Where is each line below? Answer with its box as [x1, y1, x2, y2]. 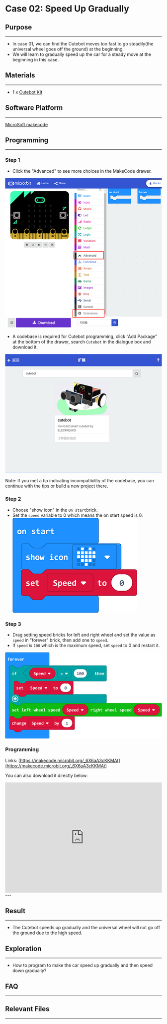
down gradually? [12, 968, 47, 974]
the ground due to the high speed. [12, 930, 83, 936]
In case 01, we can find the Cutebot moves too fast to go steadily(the [12, 41, 154, 46]
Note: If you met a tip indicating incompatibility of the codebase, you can [5, 478, 154, 484]
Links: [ [5, 757, 20, 763]
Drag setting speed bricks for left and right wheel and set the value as [12, 632, 156, 638]
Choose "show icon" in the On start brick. [12, 507, 98, 513]
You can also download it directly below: [5, 772, 88, 778]
